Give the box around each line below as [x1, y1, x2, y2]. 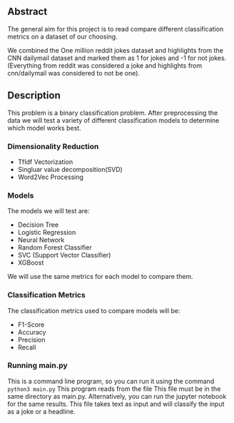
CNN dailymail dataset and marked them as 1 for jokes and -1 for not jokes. [7, 53, 227, 62]
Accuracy [17, 327, 46, 336]
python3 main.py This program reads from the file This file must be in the [7, 384, 221, 393]
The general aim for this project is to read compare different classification [7, 24, 224, 33]
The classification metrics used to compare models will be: [7, 306, 180, 315]
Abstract [7, 6, 48, 18]
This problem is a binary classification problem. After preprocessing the [7, 108, 218, 117]
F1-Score [17, 320, 45, 329]
